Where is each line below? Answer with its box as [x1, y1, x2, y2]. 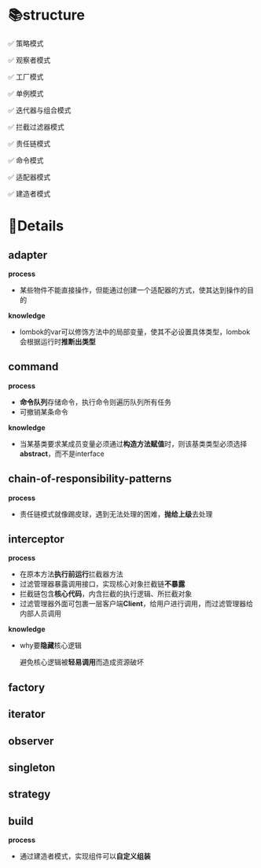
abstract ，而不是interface [19, 449, 105, 458]
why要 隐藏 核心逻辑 [19, 641, 83, 650]
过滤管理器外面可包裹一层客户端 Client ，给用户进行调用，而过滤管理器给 [19, 599, 253, 609]
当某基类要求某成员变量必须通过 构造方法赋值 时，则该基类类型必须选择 [19, 439, 248, 448]
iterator [8, 708, 46, 721]
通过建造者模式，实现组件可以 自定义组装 [19, 851, 151, 861]
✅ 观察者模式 [8, 55, 51, 64]
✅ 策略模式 [8, 39, 44, 48]
